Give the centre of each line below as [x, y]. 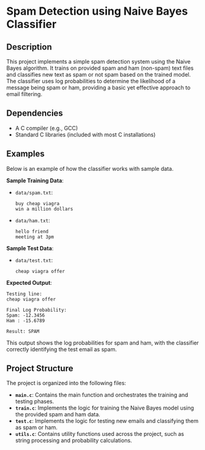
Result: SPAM [23, 331]
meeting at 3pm [35, 237]
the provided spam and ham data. [58, 414]
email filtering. [24, 94]
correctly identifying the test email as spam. [62, 349]
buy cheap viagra [37, 203]
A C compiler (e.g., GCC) [47, 128]
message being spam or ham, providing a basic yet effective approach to [99, 88]
